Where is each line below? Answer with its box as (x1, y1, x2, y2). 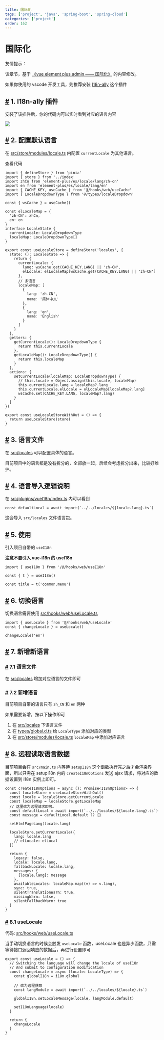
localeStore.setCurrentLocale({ (9, 830, 76, 834)
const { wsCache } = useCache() (5, 200, 71, 205)
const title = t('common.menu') (5, 582, 71, 587)
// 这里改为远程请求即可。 (9, 804, 56, 809)
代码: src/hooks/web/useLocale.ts (5, 930, 74, 936)
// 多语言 (18, 278, 36, 284)
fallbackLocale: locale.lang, (14, 864, 76, 869)
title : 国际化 (5, 7, 32, 12)
